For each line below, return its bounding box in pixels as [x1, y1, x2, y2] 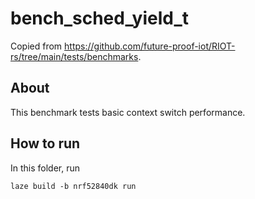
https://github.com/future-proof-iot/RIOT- [64, 40, 236, 52]
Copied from [10, 40, 63, 52]
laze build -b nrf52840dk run [10, 181, 137, 191]
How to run [10, 135, 81, 152]
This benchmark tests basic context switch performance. [10, 106, 246, 118]
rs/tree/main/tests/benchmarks [10, 50, 139, 62]
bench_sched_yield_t [10, 7, 189, 30]
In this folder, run [10, 162, 81, 174]
